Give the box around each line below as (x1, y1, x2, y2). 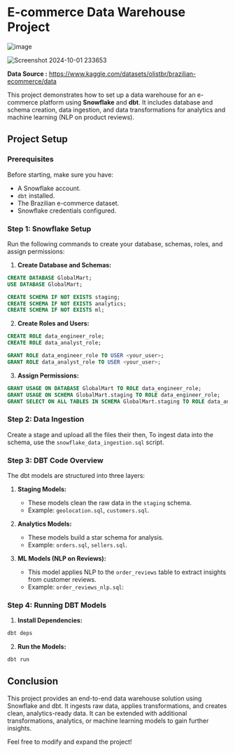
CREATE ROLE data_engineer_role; (7, 333, 105, 340)
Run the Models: (17, 643, 66, 651)
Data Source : (7, 69, 48, 78)
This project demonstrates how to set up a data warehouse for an (7, 91, 196, 99)
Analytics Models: (17, 520, 72, 528)
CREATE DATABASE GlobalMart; (7, 274, 92, 281)
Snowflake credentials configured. (17, 206, 117, 215)
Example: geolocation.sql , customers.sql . (27, 506, 150, 514)
